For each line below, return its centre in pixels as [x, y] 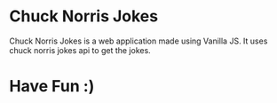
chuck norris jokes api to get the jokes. [80, 50]
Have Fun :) [52, 87]
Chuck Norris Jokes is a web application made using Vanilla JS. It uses [138, 41]
